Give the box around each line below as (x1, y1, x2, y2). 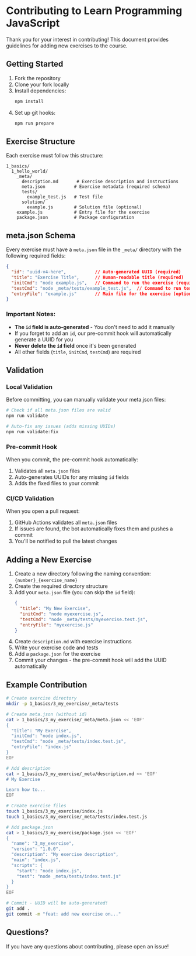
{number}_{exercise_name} (14, 578, 78, 584)
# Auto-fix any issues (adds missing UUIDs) (6, 423, 116, 429)
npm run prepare (14, 120, 54, 126)
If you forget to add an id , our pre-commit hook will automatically (14, 330, 172, 337)
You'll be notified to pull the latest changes (14, 537, 117, 545)
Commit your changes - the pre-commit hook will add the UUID (14, 657, 167, 664)
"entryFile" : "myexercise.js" (20, 622, 93, 628)
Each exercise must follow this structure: (6, 152, 104, 159)
